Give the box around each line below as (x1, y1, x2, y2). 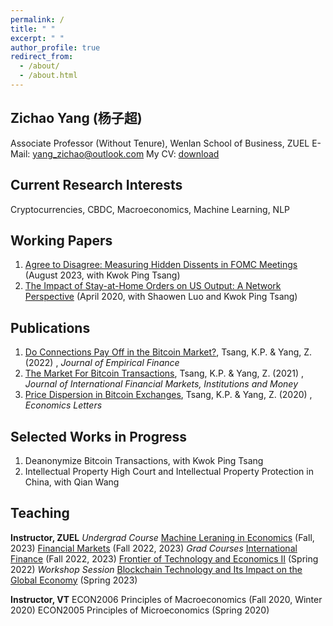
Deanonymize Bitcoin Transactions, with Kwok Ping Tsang (24, 454, 264, 466)
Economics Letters (24, 399, 103, 411)
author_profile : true (10, 42, 101, 53)
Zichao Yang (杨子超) (10, 110, 143, 127)
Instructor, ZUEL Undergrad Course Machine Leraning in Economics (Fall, (10, 531, 315, 543)
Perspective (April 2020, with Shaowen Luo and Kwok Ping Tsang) (24, 291, 298, 303)
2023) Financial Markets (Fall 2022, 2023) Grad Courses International (10, 542, 298, 554)
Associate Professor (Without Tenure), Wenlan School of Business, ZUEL (10, 137, 310, 149)
